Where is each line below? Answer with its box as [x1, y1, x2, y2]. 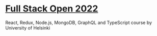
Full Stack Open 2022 [5, 3, 98, 14]
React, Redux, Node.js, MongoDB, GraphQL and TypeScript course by [5, 19, 152, 25]
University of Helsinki [5, 24, 50, 30]
